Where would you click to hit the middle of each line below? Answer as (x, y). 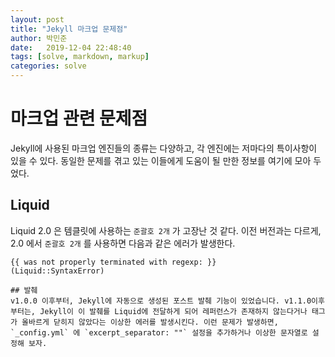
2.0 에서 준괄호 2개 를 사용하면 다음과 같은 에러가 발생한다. (123, 243)
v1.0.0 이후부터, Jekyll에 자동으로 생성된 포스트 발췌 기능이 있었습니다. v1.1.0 (161, 301)
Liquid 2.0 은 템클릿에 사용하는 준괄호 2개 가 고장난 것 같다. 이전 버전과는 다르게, (166, 230)
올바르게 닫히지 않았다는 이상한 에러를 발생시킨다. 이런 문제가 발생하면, (150, 322)
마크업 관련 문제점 (79, 118)
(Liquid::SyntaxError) (57, 271)
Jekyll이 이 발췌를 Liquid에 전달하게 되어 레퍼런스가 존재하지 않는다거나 (173, 311)
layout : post (37, 19)
